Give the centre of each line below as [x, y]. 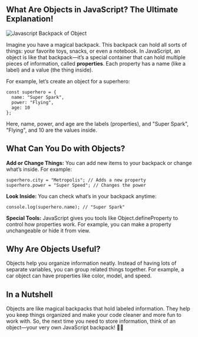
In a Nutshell [29, 294]
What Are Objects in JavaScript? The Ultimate [92, 10]
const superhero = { [32, 92]
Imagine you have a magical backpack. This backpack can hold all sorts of [97, 44]
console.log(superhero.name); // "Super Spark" [66, 207]
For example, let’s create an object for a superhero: [68, 81]
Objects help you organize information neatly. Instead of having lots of [91, 263]
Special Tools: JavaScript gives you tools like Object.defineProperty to [92, 218]
